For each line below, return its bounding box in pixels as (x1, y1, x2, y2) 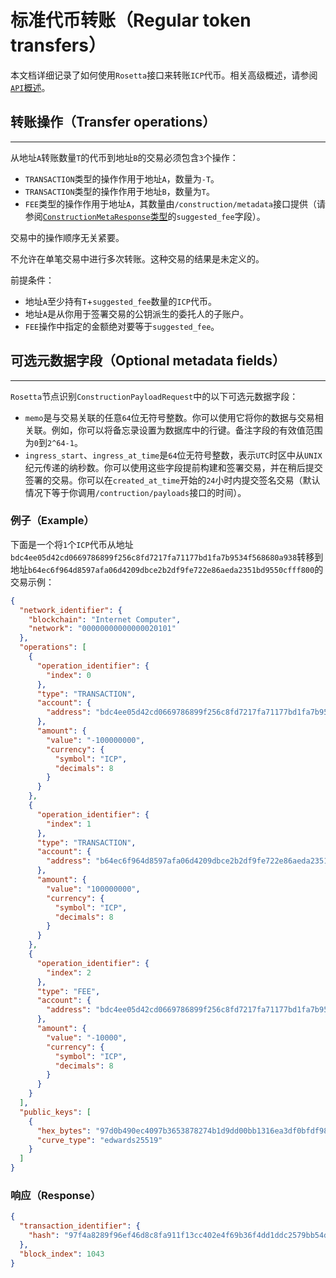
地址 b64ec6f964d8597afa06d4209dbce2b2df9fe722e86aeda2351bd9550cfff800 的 (10, 563, 324, 575)
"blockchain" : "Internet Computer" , (28, 614, 182, 625)
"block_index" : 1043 (19, 1249, 105, 1259)
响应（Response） (10, 1189, 102, 1203)
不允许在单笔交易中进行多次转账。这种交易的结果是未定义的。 (10, 252, 265, 265)
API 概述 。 (10, 81, 51, 93)
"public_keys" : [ (19, 1107, 92, 1117)
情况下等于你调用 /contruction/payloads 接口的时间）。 (24, 486, 247, 498)
